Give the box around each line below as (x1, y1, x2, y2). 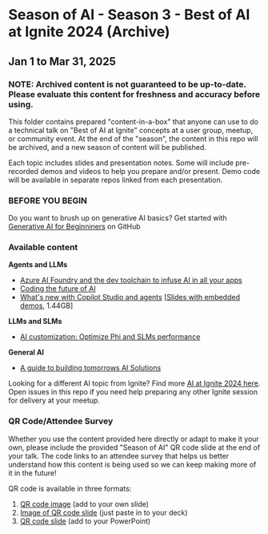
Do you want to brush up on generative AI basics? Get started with (8, 213, 228, 223)
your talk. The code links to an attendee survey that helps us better (8, 451, 230, 460)
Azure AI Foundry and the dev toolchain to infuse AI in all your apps (19, 275, 242, 285)
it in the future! (8, 467, 58, 478)
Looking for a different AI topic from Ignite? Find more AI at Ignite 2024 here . (8, 378, 261, 388)
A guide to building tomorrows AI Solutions (19, 363, 162, 373)
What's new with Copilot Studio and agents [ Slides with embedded (19, 293, 240, 302)
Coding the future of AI (19, 284, 96, 293)
